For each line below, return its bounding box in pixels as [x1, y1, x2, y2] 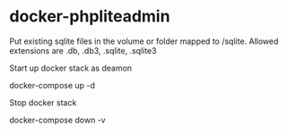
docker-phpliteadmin [9, 6, 170, 27]
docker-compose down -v [9, 114, 106, 125]
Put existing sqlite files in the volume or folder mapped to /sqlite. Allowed [9, 36, 279, 46]
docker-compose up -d [9, 80, 96, 90]
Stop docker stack [9, 96, 77, 108]
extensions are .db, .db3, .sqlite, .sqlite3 [9, 45, 157, 55]
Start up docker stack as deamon [9, 63, 133, 73]
